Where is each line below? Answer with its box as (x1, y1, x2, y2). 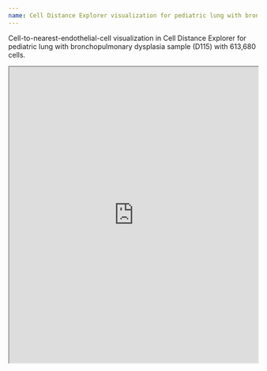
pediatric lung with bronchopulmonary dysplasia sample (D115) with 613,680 (8, 41, 257, 51)
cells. (8, 50, 26, 59)
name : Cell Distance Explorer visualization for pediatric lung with (8, 11, 243, 20)
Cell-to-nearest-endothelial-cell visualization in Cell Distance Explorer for (8, 33, 246, 43)
